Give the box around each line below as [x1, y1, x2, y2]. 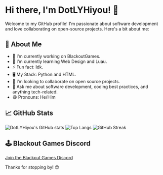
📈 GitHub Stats [5, 109, 53, 117]
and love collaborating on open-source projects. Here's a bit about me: [5, 26, 150, 31]
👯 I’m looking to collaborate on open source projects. [12, 78, 120, 84]
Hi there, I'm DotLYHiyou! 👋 [5, 4, 119, 16]
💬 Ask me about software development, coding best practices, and [12, 84, 148, 89]
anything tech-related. [12, 88, 58, 95]
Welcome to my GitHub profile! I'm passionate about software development [5, 21, 158, 27]
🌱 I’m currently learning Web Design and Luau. [12, 58, 107, 64]
